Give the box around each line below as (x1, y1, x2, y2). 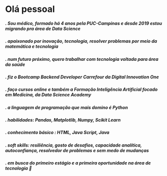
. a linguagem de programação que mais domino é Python (5, 104, 128, 110)
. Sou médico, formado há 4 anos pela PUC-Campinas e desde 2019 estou (5, 20, 163, 26)
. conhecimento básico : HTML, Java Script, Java (5, 130, 110, 136)
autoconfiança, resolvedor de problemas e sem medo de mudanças (5, 147, 149, 153)
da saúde (5, 61, 25, 67)
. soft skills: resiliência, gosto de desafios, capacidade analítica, (5, 142, 142, 148)
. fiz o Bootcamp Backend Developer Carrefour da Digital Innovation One (5, 74, 160, 80)
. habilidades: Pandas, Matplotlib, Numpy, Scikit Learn (5, 117, 121, 123)
